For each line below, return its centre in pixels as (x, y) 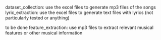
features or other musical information (44, 33)
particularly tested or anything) (37, 18)
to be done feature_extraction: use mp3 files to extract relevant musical (79, 27)
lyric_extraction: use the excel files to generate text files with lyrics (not (79, 12)
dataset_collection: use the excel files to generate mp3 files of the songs (81, 7)
